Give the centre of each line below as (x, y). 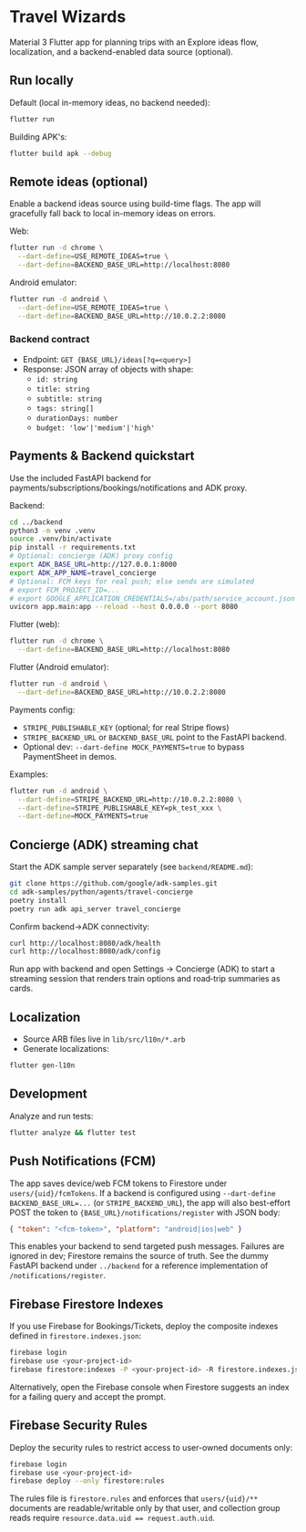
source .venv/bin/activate (61, 539)
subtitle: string (69, 399)
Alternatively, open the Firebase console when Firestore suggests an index (149, 1387)
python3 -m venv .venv (52, 530)
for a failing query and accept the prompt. (88, 1396)
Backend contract (50, 340)
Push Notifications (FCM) (83, 1161)
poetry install (38, 900)
